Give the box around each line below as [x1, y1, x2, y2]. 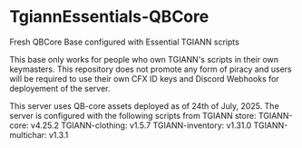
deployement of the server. [9, 83, 111, 94]
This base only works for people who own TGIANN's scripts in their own [9, 54, 279, 64]
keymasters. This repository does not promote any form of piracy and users [9, 64, 292, 74]
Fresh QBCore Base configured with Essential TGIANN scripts [9, 36, 240, 47]
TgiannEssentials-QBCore [9, 6, 209, 27]
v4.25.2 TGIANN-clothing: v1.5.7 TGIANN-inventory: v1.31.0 [30, 120, 252, 131]
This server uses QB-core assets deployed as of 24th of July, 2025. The [9, 100, 279, 111]
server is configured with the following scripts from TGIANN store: [9, 110, 257, 121]
